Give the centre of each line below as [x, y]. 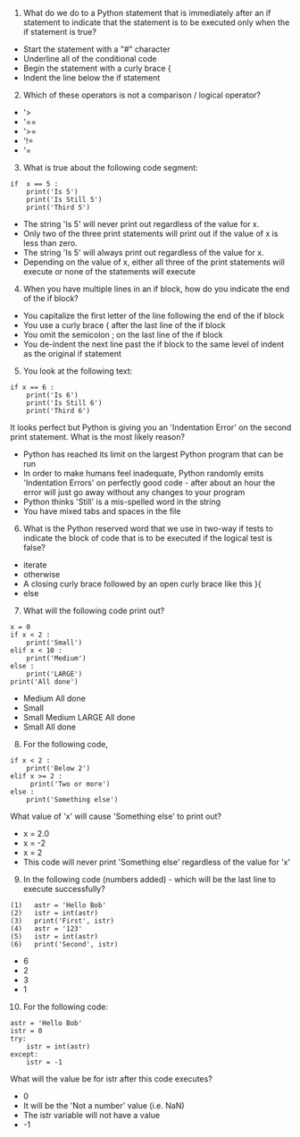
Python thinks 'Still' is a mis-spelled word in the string [122, 501]
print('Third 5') [58, 207]
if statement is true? [60, 32]
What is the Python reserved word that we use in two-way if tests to [148, 528]
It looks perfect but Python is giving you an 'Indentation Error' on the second [151, 427]
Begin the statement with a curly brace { [97, 68]
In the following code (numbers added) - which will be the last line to [149, 879]
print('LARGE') [54, 674]
